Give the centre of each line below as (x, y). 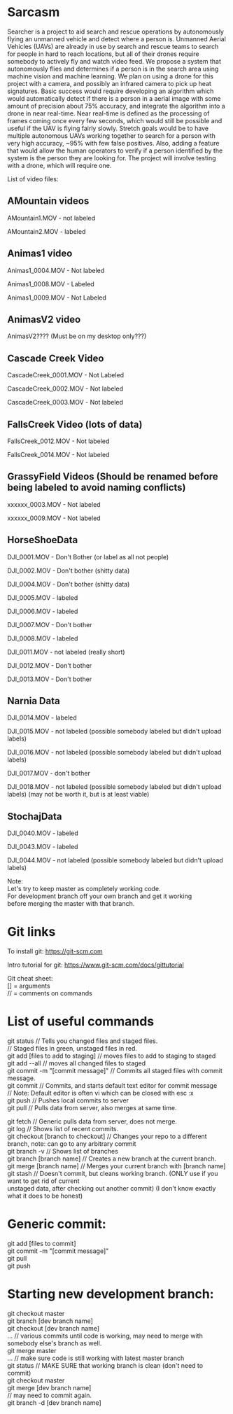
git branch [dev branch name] (50, 1321)
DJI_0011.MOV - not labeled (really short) (66, 652)
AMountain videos (48, 201)
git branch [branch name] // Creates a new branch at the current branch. (112, 1158)
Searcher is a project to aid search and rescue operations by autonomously (115, 31)
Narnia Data (34, 701)
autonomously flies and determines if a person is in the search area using (113, 69)
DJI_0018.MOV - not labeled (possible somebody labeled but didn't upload (114, 787)
